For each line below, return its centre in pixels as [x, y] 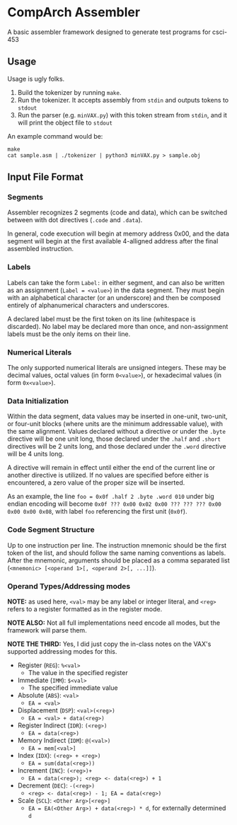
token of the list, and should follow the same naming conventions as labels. [117, 553]
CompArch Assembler [74, 12]
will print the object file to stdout [65, 122]
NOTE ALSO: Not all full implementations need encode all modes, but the [114, 623]
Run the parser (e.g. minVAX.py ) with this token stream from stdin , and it [122, 115]
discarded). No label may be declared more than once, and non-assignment [118, 326]
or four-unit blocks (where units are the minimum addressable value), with [115, 424]
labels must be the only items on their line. [69, 334]
